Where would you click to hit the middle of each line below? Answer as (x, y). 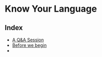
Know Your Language (51, 9)
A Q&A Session (28, 40)
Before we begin (29, 45)
